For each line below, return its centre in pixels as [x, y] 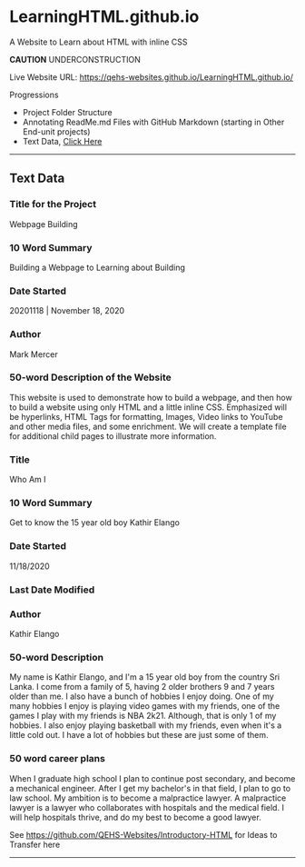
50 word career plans [58, 759]
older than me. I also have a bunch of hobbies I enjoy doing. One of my [142, 696]
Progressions [34, 95]
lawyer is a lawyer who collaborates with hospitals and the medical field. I [147, 807]
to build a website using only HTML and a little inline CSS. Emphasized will [148, 407]
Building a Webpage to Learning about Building [98, 267]
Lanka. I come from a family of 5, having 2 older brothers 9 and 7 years [142, 687]
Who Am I [28, 480]
